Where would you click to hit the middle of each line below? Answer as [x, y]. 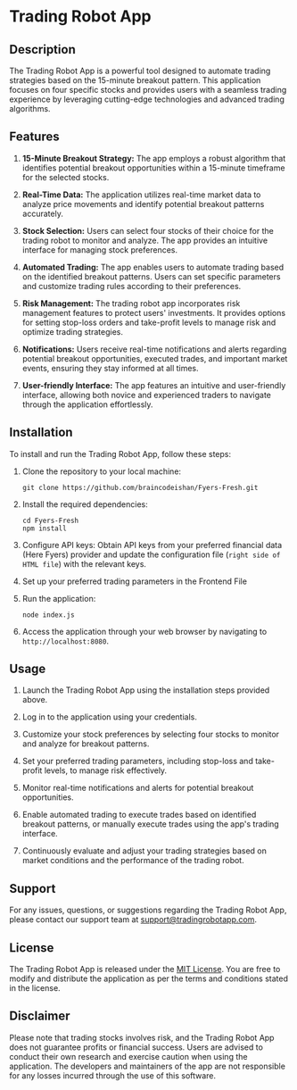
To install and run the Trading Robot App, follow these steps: [120, 453]
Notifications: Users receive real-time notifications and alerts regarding [154, 349]
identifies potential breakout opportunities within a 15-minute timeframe [153, 168]
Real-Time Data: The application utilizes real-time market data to [141, 195]
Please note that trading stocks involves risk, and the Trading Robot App [142, 1037]
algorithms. [30, 108]
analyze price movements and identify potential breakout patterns [143, 204]
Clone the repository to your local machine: [101, 471]
